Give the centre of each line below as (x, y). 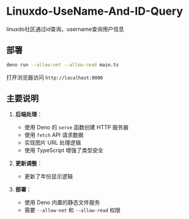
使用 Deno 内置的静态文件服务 (62, 202)
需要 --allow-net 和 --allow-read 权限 (72, 210)
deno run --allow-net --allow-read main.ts (63, 65)
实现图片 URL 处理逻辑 (53, 143)
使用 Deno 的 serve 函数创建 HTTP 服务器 (76, 128)
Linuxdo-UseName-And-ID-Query (95, 11)
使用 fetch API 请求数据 (54, 135)
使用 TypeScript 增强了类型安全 (64, 150)
